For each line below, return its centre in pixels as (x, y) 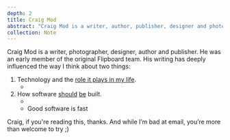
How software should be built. (59, 94)
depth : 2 (20, 13)
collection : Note (32, 32)
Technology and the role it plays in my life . (77, 80)
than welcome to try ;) (38, 129)
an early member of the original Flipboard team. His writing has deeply (107, 59)
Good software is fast (57, 109)
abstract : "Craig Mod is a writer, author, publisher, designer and (107, 26)
